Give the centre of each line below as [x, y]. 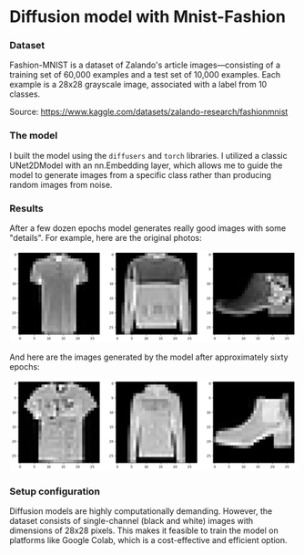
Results [26, 208]
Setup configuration [55, 491]
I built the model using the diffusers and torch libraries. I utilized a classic [149, 155]
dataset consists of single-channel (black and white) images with [132, 521]
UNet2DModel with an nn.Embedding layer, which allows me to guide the [146, 165]
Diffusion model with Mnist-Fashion [148, 17]
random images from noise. [61, 184]
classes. [25, 94]
